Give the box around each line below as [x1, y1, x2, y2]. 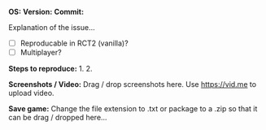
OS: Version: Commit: [8, 7, 84, 16]
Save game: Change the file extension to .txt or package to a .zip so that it [8, 104, 258, 114]
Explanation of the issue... [8, 23, 95, 32]
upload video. [8, 89, 55, 98]
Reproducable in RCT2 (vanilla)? [20, 38, 129, 48]
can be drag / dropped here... [8, 113, 107, 123]
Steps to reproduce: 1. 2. [8, 64, 93, 74]
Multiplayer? [20, 48, 63, 58]
